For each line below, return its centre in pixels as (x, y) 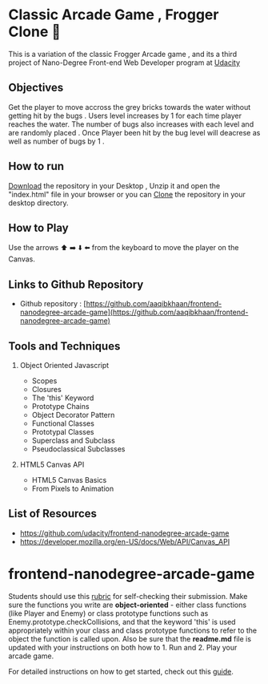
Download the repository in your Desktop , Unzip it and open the (114, 185)
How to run (36, 166)
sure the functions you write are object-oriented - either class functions (127, 605)
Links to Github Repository (76, 284)
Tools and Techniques (64, 346)
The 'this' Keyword (63, 398)
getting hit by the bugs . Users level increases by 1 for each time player (125, 115)
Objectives (36, 88)
